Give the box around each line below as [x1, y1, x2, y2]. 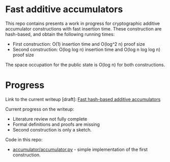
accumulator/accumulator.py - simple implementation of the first [12, 146, 148, 152]
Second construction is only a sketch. [12, 126, 92, 133]
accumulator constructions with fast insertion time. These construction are [5, 25, 162, 31]
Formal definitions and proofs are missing [12, 121, 100, 127]
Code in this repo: [5, 136, 43, 143]
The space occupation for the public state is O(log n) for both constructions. [5, 61, 165, 68]
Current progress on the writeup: [5, 106, 74, 112]
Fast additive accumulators [5, 4, 123, 15]
